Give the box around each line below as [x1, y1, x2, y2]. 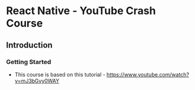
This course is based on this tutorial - [14, 71, 105, 78]
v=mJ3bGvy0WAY [14, 77, 60, 84]
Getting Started [6, 58, 51, 66]
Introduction [6, 40, 53, 50]
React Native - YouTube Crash [6, 4, 156, 18]
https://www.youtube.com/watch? [106, 71, 190, 78]
